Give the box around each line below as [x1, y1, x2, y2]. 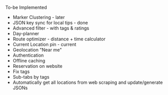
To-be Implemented [5, 5, 47, 10]
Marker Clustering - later [12, 14, 65, 20]
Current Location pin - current [12, 41, 77, 47]
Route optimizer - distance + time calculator [12, 36, 106, 42]
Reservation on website [12, 63, 62, 69]
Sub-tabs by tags [12, 74, 50, 80]
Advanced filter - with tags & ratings [12, 25, 90, 31]
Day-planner [12, 31, 39, 36]
